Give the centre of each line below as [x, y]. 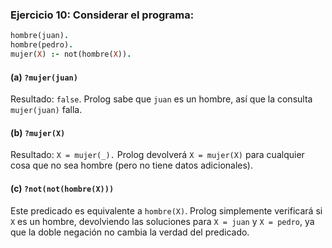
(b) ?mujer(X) [38, 132]
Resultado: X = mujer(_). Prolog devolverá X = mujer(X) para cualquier [157, 155]
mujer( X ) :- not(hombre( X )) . [71, 54]
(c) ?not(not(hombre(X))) [62, 188]
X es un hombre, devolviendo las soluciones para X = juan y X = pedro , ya [162, 221]
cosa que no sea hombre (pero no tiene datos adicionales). [132, 165]
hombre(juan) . [40, 36]
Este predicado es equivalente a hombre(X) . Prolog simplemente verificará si [166, 210]
